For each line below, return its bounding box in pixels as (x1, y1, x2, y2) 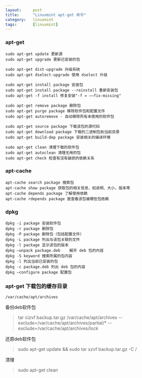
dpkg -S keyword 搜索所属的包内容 (5, 253, 73, 259)
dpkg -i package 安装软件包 (5, 221, 61, 226)
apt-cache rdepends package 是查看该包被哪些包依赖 (5, 196, 109, 202)
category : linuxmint (5, 17, 54, 22)
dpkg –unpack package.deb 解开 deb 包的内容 (5, 248, 104, 253)
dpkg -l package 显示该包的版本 (5, 243, 69, 248)
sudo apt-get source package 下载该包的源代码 (5, 124, 100, 129)
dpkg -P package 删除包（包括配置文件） (5, 232, 84, 237)
